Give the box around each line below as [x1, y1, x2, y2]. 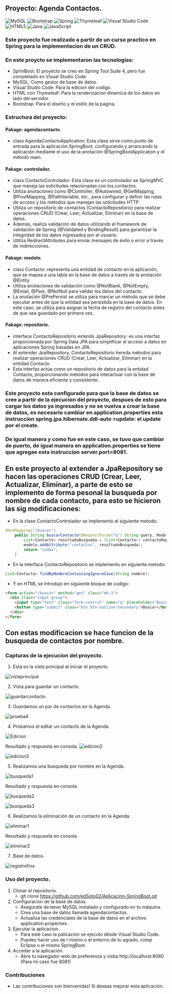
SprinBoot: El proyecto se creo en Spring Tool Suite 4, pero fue [12, 68, 145, 74]
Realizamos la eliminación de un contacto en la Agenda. [12, 813, 131, 819]
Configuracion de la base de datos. [12, 898, 87, 905]
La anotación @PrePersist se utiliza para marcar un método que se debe [12, 293, 165, 300]
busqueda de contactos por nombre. [5, 637, 124, 645]
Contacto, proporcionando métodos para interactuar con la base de [12, 371, 156, 377]
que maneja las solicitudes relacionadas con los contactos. [12, 183, 137, 189]
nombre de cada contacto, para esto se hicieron [5, 496, 161, 505]
